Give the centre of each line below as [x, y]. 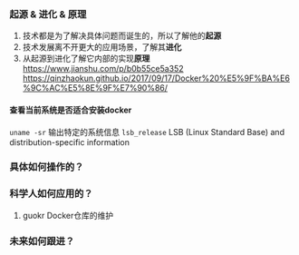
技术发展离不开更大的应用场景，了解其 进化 [102, 47]
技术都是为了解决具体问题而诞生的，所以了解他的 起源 [122, 36]
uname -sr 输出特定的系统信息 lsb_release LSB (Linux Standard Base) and [147, 132]
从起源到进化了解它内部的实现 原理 [86, 59]
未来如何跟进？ [42, 240]
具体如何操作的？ [47, 167]
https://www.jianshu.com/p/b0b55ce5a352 [103, 69]
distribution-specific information [69, 142]
